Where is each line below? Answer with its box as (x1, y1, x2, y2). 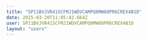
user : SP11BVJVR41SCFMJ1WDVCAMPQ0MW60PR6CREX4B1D (6, 20, 134, 26)
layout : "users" (6, 25, 47, 32)
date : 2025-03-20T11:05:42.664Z (6, 14, 88, 20)
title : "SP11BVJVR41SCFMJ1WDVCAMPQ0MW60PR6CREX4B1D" (6, 8, 142, 15)
